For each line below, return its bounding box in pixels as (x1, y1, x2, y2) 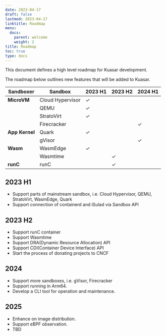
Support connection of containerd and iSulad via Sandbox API (12, 202, 139, 208)
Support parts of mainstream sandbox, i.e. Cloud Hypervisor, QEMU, (12, 191, 152, 197)
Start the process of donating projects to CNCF (12, 250, 109, 256)
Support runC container (12, 229, 61, 235)
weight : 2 (14, 40, 35, 45)
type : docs (5, 53, 28, 58)
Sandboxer (8, 88, 35, 95)
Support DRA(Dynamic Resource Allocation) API (12, 240, 111, 245)
